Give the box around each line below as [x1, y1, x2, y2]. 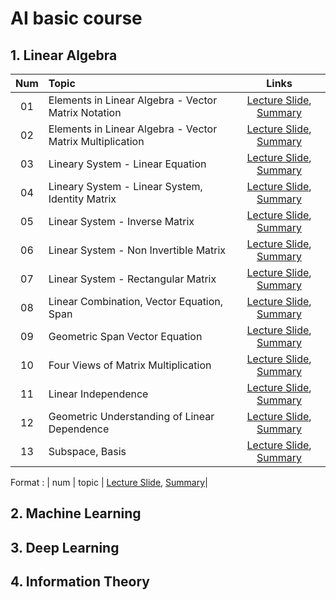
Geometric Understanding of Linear [48, 410, 215, 423]
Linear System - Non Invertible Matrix [48, 243, 227, 257]
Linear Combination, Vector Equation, [48, 295, 224, 308]
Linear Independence [48, 387, 149, 401]
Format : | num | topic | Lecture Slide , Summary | [10, 477, 208, 488]
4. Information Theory [10, 573, 150, 591]
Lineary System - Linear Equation [48, 157, 207, 171]
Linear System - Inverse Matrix [48, 215, 195, 228]
